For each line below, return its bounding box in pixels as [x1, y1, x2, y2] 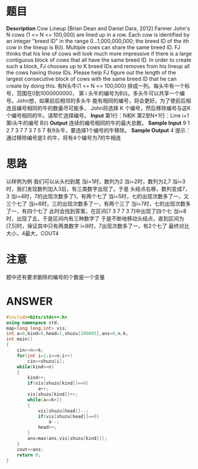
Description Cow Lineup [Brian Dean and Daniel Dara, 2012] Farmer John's [6, 24, 190, 32]
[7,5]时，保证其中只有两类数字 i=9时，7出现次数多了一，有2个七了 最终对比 [6, 222, 190, 229]
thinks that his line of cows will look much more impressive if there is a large [6, 50, 192, 57]
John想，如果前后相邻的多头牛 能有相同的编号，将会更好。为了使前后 [16, 97, 186, 104]
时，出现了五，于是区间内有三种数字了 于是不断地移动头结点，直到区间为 [6, 215, 184, 222]
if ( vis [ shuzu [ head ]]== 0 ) [37, 413, 100, 419]
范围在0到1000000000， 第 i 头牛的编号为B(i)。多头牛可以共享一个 [16, 90, 180, 97]
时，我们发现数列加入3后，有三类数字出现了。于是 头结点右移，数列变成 [6, 185, 183, 192]
